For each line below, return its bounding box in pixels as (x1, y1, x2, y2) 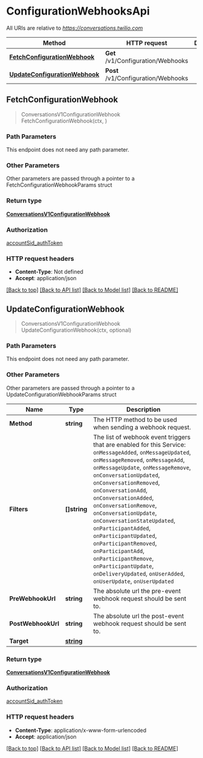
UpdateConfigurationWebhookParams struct (6, 391, 117, 398)
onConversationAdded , (93, 493, 154, 501)
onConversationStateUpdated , (93, 516, 176, 525)
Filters (9, 505, 28, 513)
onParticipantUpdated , (93, 531, 157, 540)
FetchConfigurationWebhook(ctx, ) (21, 117, 108, 124)
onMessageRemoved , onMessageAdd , (93, 455, 185, 464)
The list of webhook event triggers (93, 432, 191, 441)
